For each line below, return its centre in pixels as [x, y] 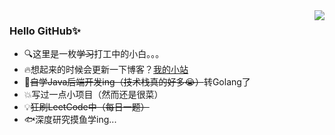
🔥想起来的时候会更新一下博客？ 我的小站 [106, 70]
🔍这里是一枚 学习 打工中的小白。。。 [94, 54]
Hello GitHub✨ [45, 31]
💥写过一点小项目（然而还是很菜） [93, 95]
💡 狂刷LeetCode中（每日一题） [86, 107]
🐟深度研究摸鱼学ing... [70, 120]
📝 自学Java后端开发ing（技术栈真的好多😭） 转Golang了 [137, 82]
